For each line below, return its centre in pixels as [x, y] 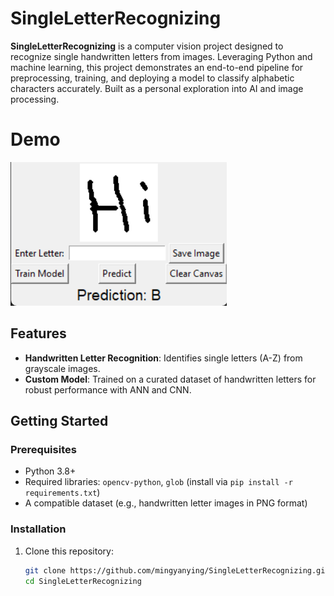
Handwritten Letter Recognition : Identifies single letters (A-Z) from [163, 358]
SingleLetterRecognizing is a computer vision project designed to [147, 46]
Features [38, 333]
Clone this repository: [69, 551]
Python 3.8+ [50, 471]
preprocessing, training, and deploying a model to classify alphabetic [152, 78]
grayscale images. [62, 368]
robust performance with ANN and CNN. [108, 389]
